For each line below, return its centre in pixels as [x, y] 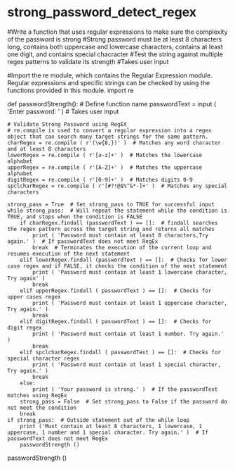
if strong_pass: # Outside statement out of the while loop [99, 420]
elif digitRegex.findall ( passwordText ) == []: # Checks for [116, 321]
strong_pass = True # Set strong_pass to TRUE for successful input [111, 204]
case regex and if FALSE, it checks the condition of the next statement [117, 266]
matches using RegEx [38, 395]
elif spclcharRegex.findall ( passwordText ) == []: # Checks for [120, 352]
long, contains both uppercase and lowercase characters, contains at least [115, 46]
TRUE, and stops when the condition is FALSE [75, 217]
